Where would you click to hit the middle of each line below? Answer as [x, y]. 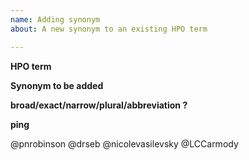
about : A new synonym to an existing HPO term [109, 29]
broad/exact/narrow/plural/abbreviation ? [99, 105]
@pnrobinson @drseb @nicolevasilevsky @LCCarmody [124, 143]
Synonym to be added [57, 85]
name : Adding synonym [55, 19]
